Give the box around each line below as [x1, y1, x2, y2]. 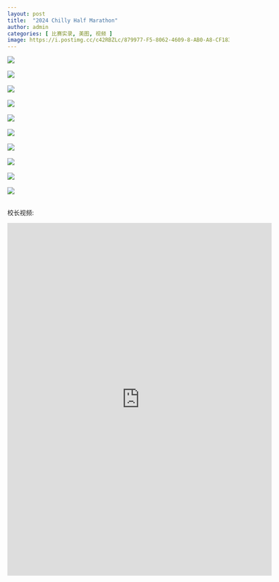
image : [7, 37, 27, 44]
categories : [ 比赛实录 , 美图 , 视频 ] [7, 30, 113, 37]
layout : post [7, 10, 46, 18]
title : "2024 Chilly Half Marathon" [7, 17, 118, 24]
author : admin [7, 23, 49, 30]
